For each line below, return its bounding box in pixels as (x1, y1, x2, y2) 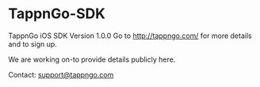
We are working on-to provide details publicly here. (8, 55, 176, 64)
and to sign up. (8, 39, 57, 48)
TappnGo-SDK (8, 5, 105, 23)
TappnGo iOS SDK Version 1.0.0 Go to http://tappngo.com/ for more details (8, 31, 252, 40)
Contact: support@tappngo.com (8, 70, 114, 79)
